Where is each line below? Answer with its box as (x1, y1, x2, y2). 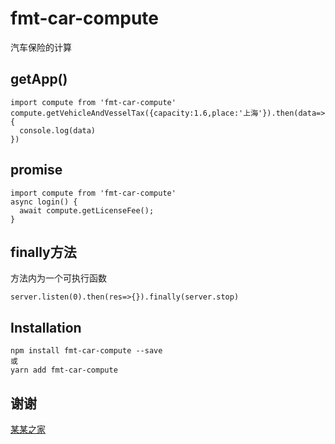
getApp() (10, 71, 68, 88)
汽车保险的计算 (10, 41, 72, 53)
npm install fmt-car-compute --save (10, 346, 163, 356)
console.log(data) (19, 125, 97, 136)
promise (10, 162, 63, 179)
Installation (10, 319, 82, 336)
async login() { (10, 197, 78, 207)
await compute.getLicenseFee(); (19, 205, 155, 216)
